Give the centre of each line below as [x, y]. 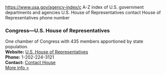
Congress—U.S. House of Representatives [58, 30]
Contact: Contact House [30, 63]
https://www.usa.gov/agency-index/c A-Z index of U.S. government [75, 7]
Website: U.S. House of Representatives [47, 52]
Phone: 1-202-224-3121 [30, 57]
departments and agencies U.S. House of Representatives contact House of [83, 12]
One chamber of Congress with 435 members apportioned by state [74, 41]
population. [17, 47]
